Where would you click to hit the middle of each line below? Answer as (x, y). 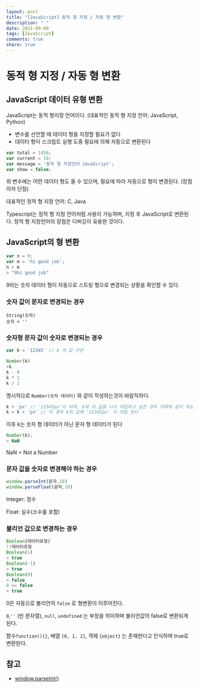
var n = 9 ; (20, 256)
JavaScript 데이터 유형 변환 (54, 100)
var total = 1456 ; (29, 153)
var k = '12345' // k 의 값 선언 (45, 351)
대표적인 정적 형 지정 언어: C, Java (46, 201)
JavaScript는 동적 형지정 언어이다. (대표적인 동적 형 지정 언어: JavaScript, (92, 115)
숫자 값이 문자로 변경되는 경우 (45, 302)
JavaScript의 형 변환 (43, 242)
